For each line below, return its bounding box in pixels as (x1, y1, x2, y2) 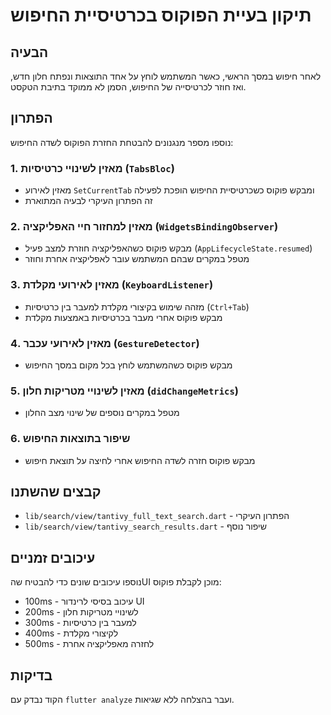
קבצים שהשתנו (10, 483, 102, 500)
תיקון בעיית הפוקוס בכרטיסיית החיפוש (10, 4, 312, 27)
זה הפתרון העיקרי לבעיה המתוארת (24, 195, 153, 207)
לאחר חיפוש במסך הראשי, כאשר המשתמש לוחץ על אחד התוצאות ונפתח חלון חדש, (10, 70, 322, 82)
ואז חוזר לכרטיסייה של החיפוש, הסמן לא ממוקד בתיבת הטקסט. (10, 81, 247, 93)
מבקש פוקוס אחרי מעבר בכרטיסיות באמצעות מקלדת (24, 311, 223, 323)
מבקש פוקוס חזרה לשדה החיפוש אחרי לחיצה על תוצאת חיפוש (24, 454, 256, 466)
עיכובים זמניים (10, 549, 96, 566)
